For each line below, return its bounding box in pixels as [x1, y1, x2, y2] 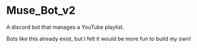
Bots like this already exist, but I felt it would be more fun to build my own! [6, 35, 192, 42]
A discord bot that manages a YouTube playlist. [6, 23, 125, 31]
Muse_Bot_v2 [6, 4, 76, 17]
